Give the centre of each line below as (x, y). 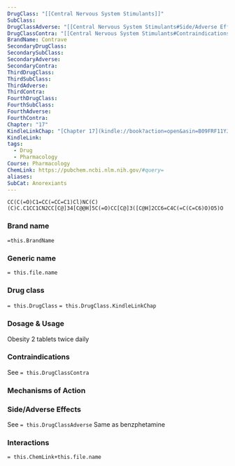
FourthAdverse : (29, 111)
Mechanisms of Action (47, 390)
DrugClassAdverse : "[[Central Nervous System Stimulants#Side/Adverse (112, 27)
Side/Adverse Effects (44, 409)
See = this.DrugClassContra (48, 372)
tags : (15, 144)
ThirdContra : (26, 92)
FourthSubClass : (31, 105)
